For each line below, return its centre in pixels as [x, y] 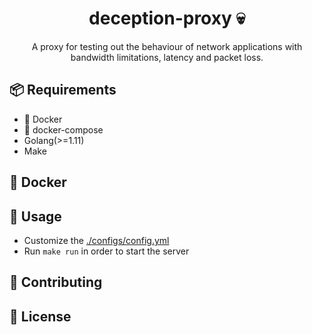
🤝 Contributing [56, 282]
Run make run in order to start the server [106, 251]
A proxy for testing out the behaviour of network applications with [167, 46]
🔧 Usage [35, 216]
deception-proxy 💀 [167, 18]
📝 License [40, 316]
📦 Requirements [63, 90]
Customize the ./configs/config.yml [96, 240]
